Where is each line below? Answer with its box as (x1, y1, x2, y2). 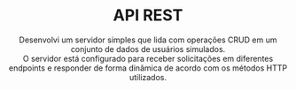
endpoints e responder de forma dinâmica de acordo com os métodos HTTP (8, 63, 288, 73)
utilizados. (129, 71, 167, 82)
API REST (113, 5, 183, 26)
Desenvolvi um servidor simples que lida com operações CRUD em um (19, 34, 277, 45)
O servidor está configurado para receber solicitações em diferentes (22, 53, 274, 64)
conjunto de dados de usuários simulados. (70, 43, 226, 54)
